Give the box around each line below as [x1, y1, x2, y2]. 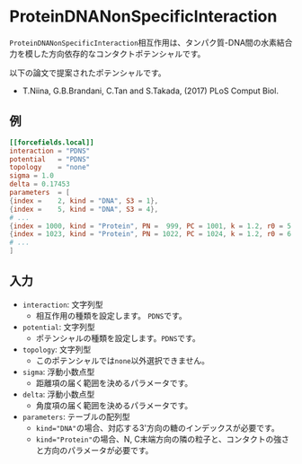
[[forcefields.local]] [9, 137, 94, 147]
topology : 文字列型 [22, 344, 92, 355]
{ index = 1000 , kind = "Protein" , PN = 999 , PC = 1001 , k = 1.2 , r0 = [9, 222, 284, 231]
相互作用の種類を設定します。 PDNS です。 [35, 310, 187, 320]
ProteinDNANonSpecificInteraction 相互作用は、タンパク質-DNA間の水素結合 [9, 37, 293, 48]
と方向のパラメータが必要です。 [35, 444, 154, 455]
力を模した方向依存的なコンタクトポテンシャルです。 [9, 48, 206, 59]
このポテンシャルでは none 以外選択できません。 [35, 355, 209, 365]
